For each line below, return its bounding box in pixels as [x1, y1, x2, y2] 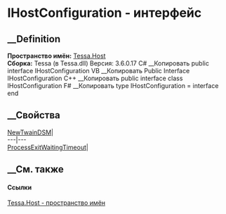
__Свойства [7, 109, 61, 121]
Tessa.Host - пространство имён [7, 199, 106, 207]
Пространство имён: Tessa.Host [7, 51, 106, 60]
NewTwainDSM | [7, 128, 54, 137]
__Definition [7, 33, 61, 45]
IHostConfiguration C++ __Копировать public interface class [7, 74, 183, 82]
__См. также [7, 163, 65, 175]
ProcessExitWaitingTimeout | [7, 143, 89, 151]
